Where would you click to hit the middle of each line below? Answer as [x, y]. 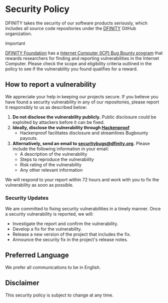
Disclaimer [22, 283]
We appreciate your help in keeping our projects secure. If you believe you [82, 96]
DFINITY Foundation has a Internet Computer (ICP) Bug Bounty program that [84, 53]
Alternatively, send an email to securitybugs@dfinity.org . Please [81, 143]
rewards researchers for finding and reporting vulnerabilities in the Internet [82, 58]
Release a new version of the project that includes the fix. [71, 234]
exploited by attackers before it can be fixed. [58, 122]
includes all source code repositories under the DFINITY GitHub [71, 28]
